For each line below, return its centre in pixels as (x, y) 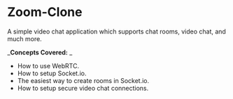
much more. (24, 38)
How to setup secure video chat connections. (83, 88)
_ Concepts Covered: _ (40, 52)
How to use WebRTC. (48, 66)
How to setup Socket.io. (52, 73)
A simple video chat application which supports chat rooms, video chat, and (116, 31)
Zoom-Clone (45, 12)
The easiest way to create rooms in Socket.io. (83, 80)
